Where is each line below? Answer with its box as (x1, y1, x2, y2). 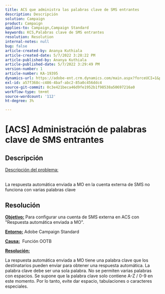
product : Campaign (5, 21, 43, 26)
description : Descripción (5, 12, 58, 17)
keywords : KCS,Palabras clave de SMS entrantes (5, 30, 105, 35)
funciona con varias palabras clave (5, 187, 76, 193)
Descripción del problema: (5, 167, 59, 173)
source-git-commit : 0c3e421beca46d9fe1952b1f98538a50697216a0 (5, 84, 135, 90)
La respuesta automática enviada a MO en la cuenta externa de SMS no (5, 182, 150, 187)
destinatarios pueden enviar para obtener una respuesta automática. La (5, 262, 150, 268)
